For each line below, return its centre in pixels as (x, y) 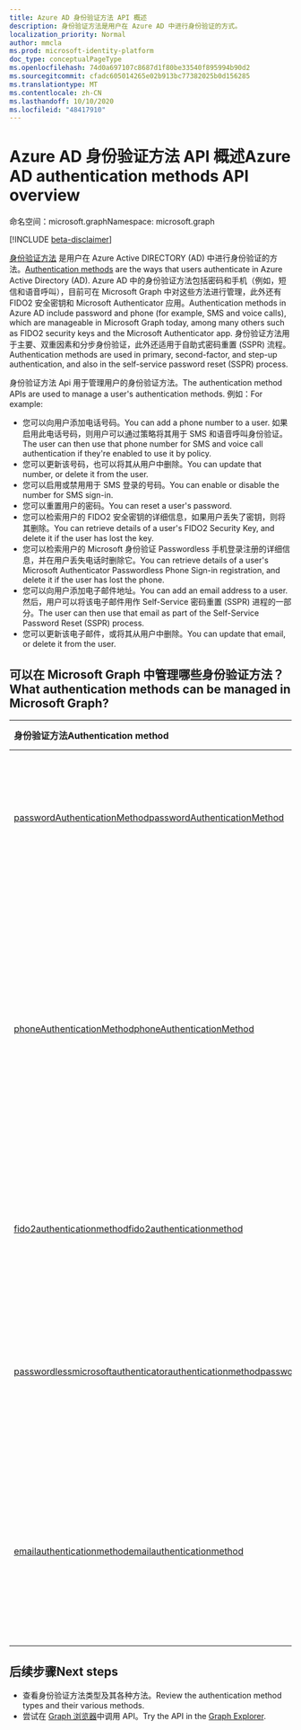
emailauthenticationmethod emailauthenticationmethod (129, 1551)
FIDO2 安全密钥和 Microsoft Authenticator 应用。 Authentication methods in (148, 303)
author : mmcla (36, 43)
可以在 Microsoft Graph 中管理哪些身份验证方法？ (147, 674)
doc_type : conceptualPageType (66, 59)
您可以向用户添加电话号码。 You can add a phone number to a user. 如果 (155, 422)
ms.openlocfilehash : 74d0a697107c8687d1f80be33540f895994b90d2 (130, 68)
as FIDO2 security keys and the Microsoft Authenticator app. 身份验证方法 (146, 333)
